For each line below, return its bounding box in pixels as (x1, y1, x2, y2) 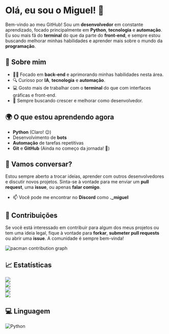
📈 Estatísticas (5, 261, 52, 269)
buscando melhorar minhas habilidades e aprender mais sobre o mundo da (5, 38, 163, 44)
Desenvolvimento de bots (12, 134, 67, 141)
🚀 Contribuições (5, 211, 58, 219)
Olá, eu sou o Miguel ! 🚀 (5, 5, 104, 16)
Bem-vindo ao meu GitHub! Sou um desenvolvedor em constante (5, 21, 144, 27)
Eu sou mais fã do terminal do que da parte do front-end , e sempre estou (5, 32, 160, 38)
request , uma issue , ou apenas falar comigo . (5, 184, 101, 190)
